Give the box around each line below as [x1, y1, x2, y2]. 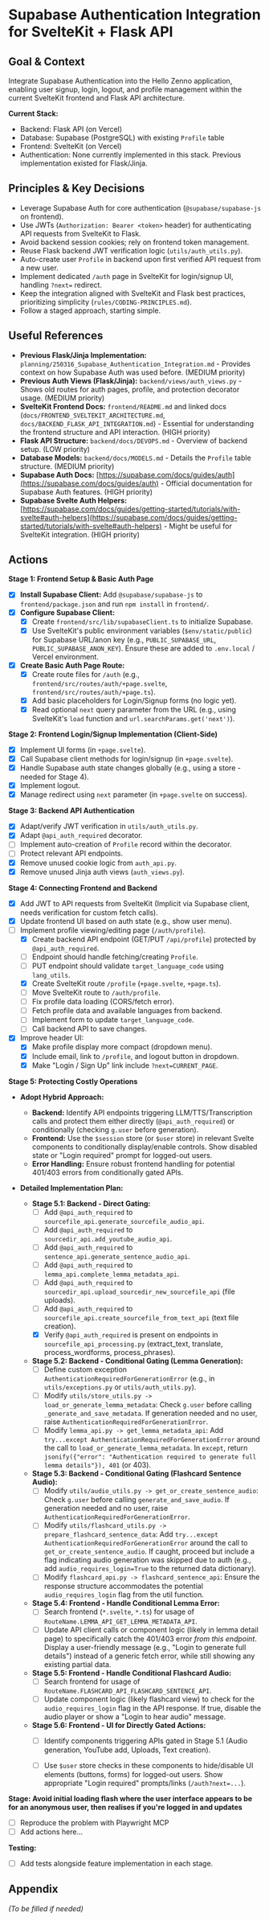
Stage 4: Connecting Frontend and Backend [8, 883, 158, 893]
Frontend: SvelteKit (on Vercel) [19, 142, 122, 150]
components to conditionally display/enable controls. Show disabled [31, 1142, 258, 1151]
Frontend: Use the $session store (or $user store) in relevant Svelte [31, 1133, 255, 1143]
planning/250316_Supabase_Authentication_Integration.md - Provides [19, 359, 251, 368]
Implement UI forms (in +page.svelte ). [19, 745, 146, 754]
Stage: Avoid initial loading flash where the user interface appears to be [8, 1793, 253, 1803]
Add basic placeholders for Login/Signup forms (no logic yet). [31, 696, 237, 705]
